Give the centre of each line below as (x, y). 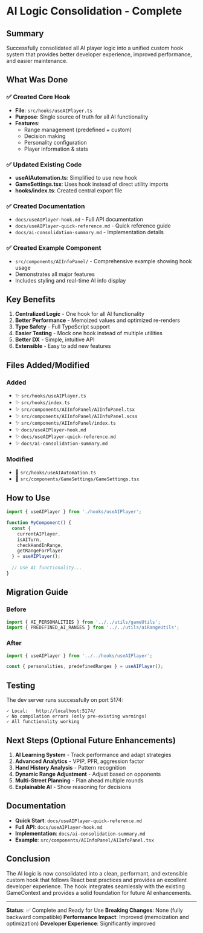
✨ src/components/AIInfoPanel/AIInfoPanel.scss (76, 416)
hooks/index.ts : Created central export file (69, 190)
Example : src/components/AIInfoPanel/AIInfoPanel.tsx (84, 840)
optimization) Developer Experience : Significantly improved (81, 923)
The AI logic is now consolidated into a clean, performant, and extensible (97, 873)
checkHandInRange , (40, 545)
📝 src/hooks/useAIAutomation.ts (56, 473)
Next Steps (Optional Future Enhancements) (91, 740)
